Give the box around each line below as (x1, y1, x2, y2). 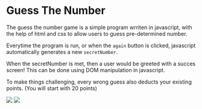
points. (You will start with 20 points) (6, 84, 98, 91)
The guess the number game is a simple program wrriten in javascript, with (6, 24, 193, 31)
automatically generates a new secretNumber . (6, 48, 118, 55)
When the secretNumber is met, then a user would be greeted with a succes (6, 60, 196, 67)
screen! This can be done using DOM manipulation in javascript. (6, 66, 165, 73)
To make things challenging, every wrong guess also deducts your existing (6, 78, 192, 85)
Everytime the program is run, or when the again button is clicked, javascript (6, 42, 196, 49)
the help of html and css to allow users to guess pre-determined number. (6, 30, 188, 37)
